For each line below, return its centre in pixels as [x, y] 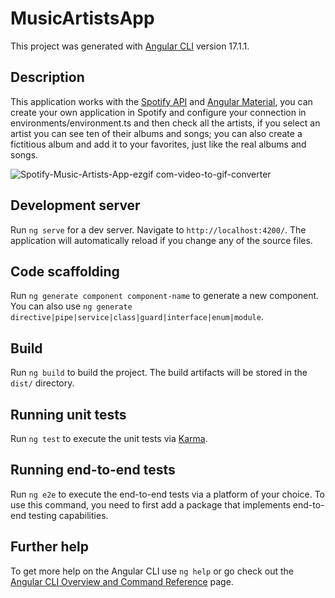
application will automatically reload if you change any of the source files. [161, 240]
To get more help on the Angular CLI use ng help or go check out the [152, 571]
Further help [50, 547]
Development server [75, 205]
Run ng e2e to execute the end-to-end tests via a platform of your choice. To [168, 494]
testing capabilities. [68, 515]
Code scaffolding [65, 271]
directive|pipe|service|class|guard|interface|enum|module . [137, 317]
